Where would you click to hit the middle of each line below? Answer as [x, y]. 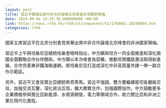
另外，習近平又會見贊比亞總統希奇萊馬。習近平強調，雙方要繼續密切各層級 [81, 82]
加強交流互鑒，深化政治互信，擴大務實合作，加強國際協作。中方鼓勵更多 [87, 88]
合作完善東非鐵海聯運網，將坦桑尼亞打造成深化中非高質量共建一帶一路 [85, 66]
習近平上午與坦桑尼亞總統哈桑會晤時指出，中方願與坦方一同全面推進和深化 [81, 53]
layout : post [19, 10]
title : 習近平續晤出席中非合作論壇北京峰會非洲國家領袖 [55, 14]
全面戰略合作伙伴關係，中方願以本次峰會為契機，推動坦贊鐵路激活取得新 [83, 59]
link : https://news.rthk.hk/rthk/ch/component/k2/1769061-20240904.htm [80, 23]
